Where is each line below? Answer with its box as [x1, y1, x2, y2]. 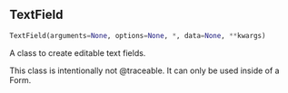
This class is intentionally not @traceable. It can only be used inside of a [9, 65, 280, 76]
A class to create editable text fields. [9, 47, 146, 58]
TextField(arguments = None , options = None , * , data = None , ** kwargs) [9, 31, 266, 40]
